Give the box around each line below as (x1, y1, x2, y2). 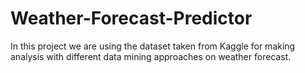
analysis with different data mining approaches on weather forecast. (10, 50, 292, 62)
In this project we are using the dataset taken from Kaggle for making (10, 40, 296, 52)
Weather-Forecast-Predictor (10, 7, 253, 30)
